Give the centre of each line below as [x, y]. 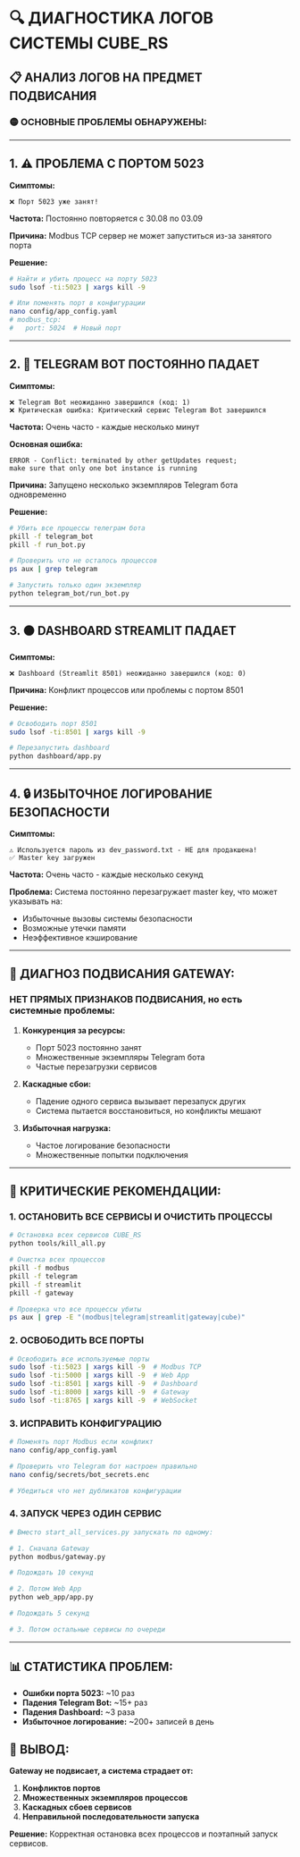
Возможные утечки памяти [74, 928]
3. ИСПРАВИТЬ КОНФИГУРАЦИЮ [86, 1423]
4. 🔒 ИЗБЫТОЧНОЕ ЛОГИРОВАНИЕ [111, 793]
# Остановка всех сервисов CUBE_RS [75, 1236]
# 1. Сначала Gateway [50, 1549]
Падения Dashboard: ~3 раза [79, 1712]
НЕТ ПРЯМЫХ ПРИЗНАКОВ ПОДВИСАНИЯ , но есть [126, 1000]
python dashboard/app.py [55, 756]
